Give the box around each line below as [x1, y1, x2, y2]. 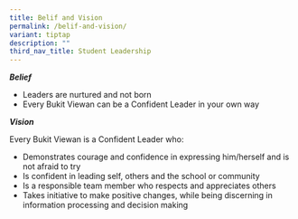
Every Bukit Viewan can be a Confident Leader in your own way [22, 99, 260, 109]
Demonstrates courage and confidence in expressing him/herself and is [22, 151, 290, 163]
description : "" [9, 38, 70, 48]
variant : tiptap [9, 30, 70, 39]
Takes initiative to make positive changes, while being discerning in [22, 190, 274, 201]
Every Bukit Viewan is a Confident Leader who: [9, 134, 184, 145]
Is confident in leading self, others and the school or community [22, 171, 260, 182]
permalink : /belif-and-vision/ [9, 22, 127, 31]
